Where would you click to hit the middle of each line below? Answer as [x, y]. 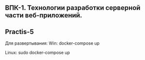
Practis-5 [19, 31]
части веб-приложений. [44, 16]
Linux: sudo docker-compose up [38, 53]
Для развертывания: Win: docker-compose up [52, 43]
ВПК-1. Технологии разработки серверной [73, 8]
